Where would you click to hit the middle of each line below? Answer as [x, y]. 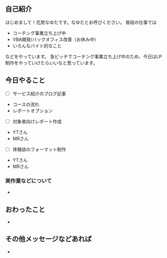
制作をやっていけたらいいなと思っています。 [51, 63]
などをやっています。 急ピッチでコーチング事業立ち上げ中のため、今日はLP [83, 56]
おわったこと [25, 209]
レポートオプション [33, 110]
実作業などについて [29, 180]
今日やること [25, 80]
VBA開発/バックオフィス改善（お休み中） [56, 39]
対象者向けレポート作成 [37, 121]
